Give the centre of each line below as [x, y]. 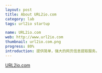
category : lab [20, 19]
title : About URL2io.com [31, 14]
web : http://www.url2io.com [34, 37]
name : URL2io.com [23, 33]
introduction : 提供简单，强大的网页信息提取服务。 [52, 51]
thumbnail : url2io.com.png [33, 42]
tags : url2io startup [28, 24]
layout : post [19, 10]
